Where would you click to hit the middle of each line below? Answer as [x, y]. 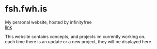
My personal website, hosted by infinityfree [48, 22]
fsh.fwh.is [26, 9]
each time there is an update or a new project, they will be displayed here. [79, 41]
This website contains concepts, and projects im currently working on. [75, 37]
